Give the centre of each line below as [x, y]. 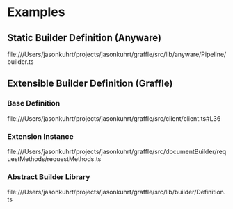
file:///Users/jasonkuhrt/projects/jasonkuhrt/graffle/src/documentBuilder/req [117, 151]
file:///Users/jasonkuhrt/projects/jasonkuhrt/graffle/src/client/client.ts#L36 [114, 118]
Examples [36, 12]
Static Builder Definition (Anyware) [85, 38]
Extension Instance [41, 136]
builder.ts [21, 62]
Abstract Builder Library [49, 176]
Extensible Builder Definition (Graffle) [90, 84]
